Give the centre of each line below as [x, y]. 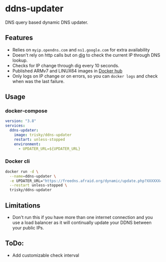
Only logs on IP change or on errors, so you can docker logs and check [85, 76]
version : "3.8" [21, 121]
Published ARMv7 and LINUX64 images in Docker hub [67, 71]
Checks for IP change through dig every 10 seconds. [66, 65]
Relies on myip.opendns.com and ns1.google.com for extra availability [81, 49]
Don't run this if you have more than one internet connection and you [83, 218]
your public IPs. [28, 228]
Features [19, 38]
